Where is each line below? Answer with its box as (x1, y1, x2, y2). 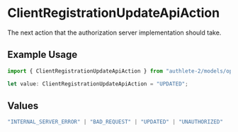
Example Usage (7, 49, 78, 61)
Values (7, 100, 39, 112)
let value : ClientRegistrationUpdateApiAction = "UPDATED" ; (7, 80, 189, 88)
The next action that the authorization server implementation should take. (7, 28, 222, 37)
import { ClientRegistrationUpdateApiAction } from (7, 67, 163, 75)
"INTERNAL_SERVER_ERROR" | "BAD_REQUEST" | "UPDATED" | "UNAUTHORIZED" (7, 119, 223, 126)
